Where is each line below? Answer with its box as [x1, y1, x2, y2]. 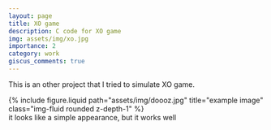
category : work [8, 50, 60, 58]
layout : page [8, 11, 53, 20]
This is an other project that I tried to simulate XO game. [8, 79, 196, 89]
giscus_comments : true [8, 58, 85, 66]
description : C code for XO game [8, 27, 122, 35]
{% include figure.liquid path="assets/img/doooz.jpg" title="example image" [8, 95, 264, 105]
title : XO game [8, 19, 60, 28]
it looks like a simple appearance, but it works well [8, 112, 177, 122]
